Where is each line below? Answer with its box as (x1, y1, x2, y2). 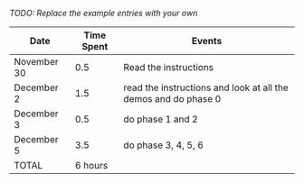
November (14, 56, 59, 68)
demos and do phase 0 (123, 93, 222, 105)
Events (191, 35, 223, 47)
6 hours (75, 160, 109, 171)
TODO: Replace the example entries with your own (9, 8, 198, 18)
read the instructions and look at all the (123, 81, 290, 94)
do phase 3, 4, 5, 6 (123, 139, 204, 151)
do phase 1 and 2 (123, 113, 199, 125)
